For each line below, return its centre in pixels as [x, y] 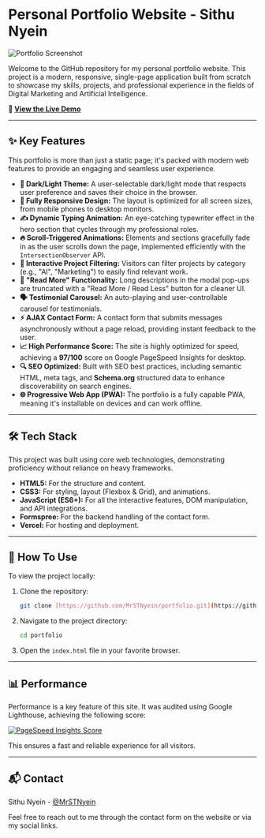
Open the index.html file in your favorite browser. [100, 651]
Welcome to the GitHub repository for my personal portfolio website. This [127, 68]
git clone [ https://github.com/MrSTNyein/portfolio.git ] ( [117, 606]
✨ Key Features [47, 141]
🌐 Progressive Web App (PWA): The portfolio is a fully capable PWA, [132, 394]
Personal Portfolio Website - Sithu [121, 15]
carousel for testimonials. [61, 309]
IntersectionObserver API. [63, 255]
